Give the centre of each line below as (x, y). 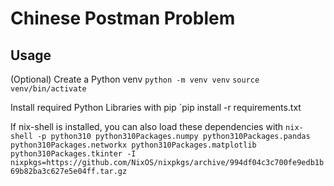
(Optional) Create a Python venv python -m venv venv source (135, 79)
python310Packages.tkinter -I (73, 154)
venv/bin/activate (48, 89)
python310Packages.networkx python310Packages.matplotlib (133, 145)
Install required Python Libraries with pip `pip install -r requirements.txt (156, 107)
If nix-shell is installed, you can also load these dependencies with (147, 126)
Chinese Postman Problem (123, 18)
